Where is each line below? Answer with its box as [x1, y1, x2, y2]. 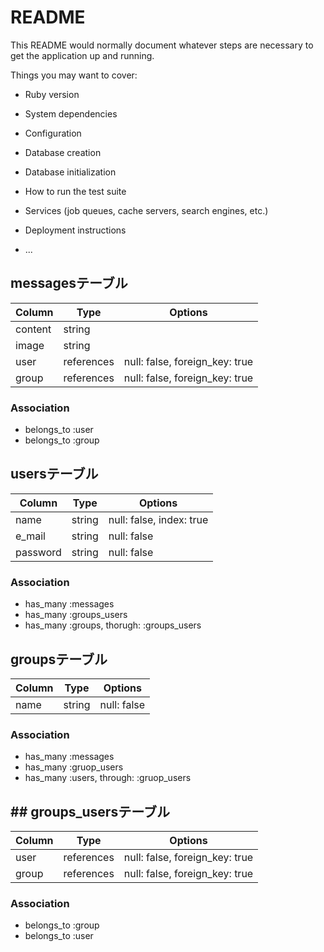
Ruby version [24, 88, 80, 100]
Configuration [24, 127, 82, 139]
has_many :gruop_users [24, 761, 124, 773]
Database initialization [24, 166, 117, 178]
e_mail [15, 529, 46, 543]
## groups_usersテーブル [10, 803, 170, 820]
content [15, 322, 52, 336]
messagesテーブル [10, 275, 128, 292]
